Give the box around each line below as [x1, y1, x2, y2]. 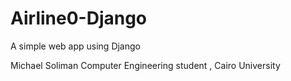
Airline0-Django [10, 7, 148, 30]
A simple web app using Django [10, 40, 141, 52]
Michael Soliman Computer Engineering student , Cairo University [10, 59, 281, 71]
